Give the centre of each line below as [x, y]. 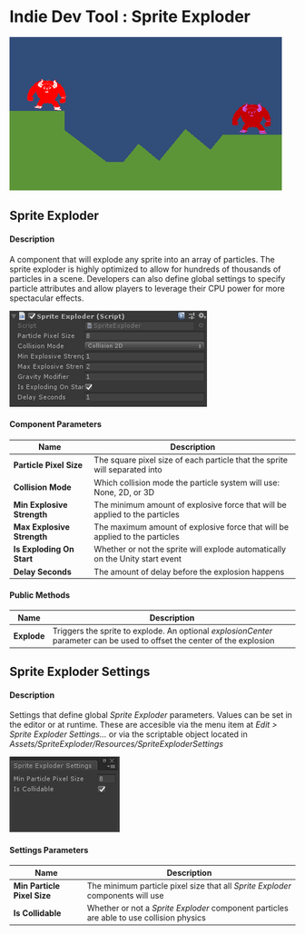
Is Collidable [37, 913]
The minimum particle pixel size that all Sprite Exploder [189, 886]
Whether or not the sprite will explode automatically [190, 549]
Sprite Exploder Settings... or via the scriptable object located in [128, 734]
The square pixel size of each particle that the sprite [191, 460]
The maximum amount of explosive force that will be [192, 527]
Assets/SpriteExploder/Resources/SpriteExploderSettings [117, 744]
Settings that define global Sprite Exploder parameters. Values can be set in [151, 715]
